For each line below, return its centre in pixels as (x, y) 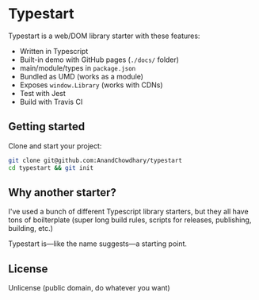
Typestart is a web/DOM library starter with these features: (104, 36)
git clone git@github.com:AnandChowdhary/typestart (95, 160)
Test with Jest (42, 93)
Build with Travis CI (51, 102)
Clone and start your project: (55, 146)
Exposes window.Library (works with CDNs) (91, 85)
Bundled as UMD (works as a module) (82, 76)
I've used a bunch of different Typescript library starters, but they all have (128, 212)
